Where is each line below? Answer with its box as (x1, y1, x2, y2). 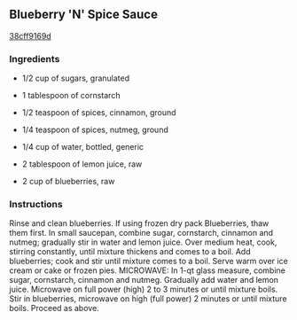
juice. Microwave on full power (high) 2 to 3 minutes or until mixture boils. (9, 284, 278, 295)
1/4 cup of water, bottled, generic (21, 142, 145, 152)
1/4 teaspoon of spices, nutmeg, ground (21, 124, 168, 136)
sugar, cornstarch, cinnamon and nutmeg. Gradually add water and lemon (9, 275, 279, 285)
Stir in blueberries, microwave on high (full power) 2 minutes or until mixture (9, 293, 287, 304)
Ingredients (9, 52, 60, 65)
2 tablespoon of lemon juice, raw (21, 159, 143, 169)
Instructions (9, 199, 64, 211)
